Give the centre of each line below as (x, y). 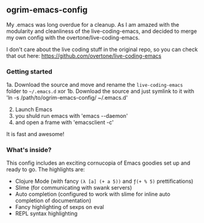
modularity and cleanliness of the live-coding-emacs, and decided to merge (102, 31)
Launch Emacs (34, 109)
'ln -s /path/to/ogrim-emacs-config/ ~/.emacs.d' (67, 98)
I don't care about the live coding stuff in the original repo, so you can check (102, 49)
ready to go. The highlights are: (46, 170)
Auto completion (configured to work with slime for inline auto (93, 194)
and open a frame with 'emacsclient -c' (64, 122)
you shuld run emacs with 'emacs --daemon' (72, 116)
